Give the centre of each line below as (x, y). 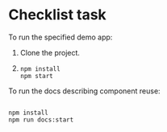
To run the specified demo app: (61, 37)
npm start (37, 76)
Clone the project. (50, 52)
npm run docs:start (41, 120)
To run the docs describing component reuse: (84, 91)
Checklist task (57, 15)
